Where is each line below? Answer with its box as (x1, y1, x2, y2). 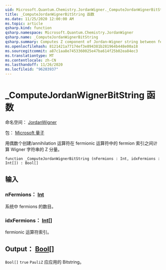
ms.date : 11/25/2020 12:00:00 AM (5, 16, 74, 21)
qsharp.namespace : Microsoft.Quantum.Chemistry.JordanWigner (5, 30, 134, 35)
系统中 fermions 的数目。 (5, 203, 56, 209)
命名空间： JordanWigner (5, 119, 57, 125)
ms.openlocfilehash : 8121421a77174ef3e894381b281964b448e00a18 (5, 44, 138, 49)
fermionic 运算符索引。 (5, 229, 52, 235)
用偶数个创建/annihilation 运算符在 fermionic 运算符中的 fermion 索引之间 (5, 140, 153, 146)
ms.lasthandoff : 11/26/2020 (5, 62, 63, 67)
